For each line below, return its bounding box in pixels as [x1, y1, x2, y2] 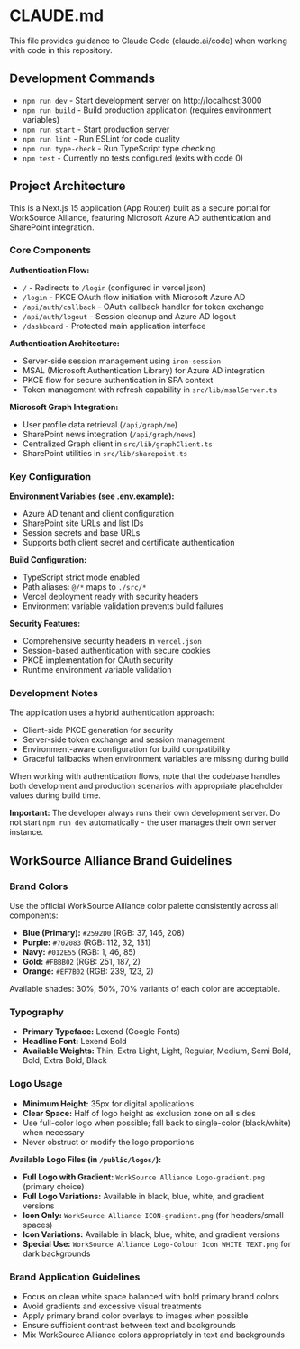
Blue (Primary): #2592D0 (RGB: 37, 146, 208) [22, 928, 185, 939]
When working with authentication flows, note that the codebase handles [9, 771, 281, 782]
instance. [9, 827, 44, 838]
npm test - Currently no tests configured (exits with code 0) [22, 152, 244, 163]
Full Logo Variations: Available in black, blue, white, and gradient [22, 1190, 265, 1201]
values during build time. [9, 790, 101, 801]
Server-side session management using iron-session [22, 355, 222, 366]
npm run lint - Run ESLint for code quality [22, 133, 180, 144]
